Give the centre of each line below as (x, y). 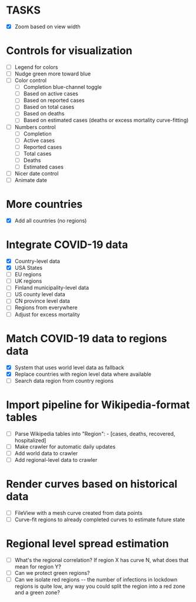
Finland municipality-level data (52, 288)
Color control (31, 81)
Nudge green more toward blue (53, 74)
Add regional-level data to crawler (56, 459)
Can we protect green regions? (52, 573)
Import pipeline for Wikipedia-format (98, 405)
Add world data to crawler (46, 453)
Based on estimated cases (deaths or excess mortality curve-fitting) (106, 120)
